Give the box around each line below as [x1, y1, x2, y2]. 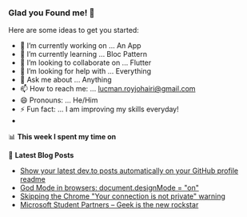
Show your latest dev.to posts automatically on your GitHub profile [19, 166, 239, 175]
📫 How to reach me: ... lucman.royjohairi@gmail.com [19, 84, 196, 94]
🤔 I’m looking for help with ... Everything [19, 66, 152, 76]
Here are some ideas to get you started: [8, 26, 140, 35]
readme [19, 175, 46, 184]
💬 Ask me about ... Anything [19, 75, 112, 85]
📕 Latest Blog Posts [8, 151, 74, 160]
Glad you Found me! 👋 [8, 7, 95, 18]
